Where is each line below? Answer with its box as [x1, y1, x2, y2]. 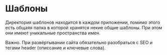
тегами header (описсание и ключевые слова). [5, 45, 106, 51]
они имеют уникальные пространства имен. [5, 30, 101, 36]
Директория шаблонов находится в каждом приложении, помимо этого [5, 19, 160, 25]
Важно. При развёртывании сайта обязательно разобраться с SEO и [5, 39, 153, 45]
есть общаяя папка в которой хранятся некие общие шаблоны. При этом [5, 24, 162, 30]
